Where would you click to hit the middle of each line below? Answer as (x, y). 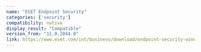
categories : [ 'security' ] (38, 17)
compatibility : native (34, 23)
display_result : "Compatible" (44, 28)
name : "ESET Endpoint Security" (46, 12)
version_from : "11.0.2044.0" (42, 34)
